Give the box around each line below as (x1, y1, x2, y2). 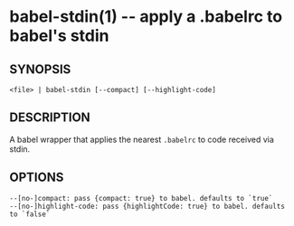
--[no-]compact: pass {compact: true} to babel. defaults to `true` (9, 193, 273, 202)
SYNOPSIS (9, 61, 71, 77)
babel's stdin (9, 25, 110, 46)
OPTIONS (9, 170, 64, 185)
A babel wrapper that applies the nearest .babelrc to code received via (9, 134, 274, 145)
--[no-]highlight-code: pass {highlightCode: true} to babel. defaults (9, 202, 285, 211)
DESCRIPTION (9, 110, 90, 126)
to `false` (9, 210, 51, 219)
